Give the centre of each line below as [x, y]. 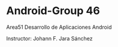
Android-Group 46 [53, 11]
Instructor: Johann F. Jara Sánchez [49, 38]
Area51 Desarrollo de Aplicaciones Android [59, 27]
